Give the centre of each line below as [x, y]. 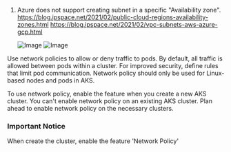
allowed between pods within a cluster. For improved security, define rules [113, 66]
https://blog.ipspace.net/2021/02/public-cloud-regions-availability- [113, 17]
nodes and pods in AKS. [61, 80]
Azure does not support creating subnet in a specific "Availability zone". [119, 10]
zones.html [33, 24]
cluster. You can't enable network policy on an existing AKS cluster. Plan [110, 101]
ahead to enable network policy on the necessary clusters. [90, 108]
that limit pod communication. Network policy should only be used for [106, 73]
